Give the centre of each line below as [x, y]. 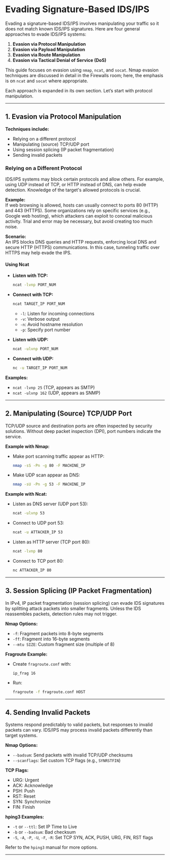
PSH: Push [24, 791]
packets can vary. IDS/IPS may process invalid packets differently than [79, 730]
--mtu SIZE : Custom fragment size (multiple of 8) [63, 644]
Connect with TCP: [33, 295]
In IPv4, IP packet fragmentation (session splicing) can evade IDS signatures [85, 603]
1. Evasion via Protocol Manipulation [63, 117]
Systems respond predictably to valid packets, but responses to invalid [79, 725]
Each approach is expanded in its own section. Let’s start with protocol [79, 90]
